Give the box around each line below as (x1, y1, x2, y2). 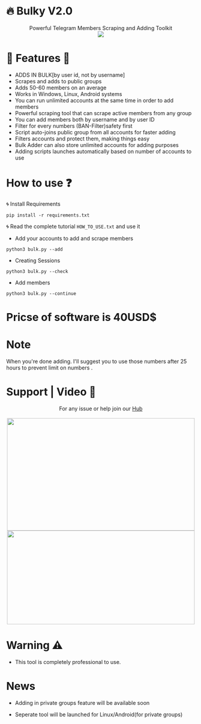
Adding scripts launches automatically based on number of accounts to (14, 148, 192, 155)
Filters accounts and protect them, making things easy (14, 135, 150, 142)
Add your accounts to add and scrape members (14, 235, 134, 242)
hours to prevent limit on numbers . (6, 364, 93, 371)
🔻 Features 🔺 (6, 52, 70, 65)
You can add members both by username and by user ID (14, 116, 155, 123)
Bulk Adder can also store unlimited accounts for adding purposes (14, 141, 179, 148)
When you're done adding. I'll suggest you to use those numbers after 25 (6, 358, 187, 365)
